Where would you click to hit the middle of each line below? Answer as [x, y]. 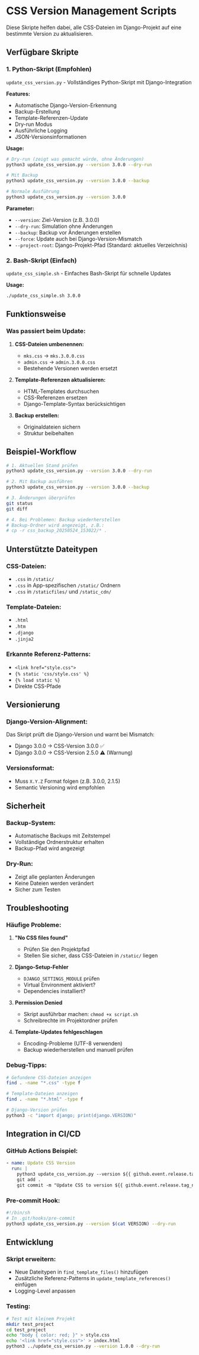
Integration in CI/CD [44, 1134]
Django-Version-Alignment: [47, 721]
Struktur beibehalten [49, 433]
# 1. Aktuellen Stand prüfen [42, 465]
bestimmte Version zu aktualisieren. [50, 33]
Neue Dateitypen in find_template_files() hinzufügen [81, 1272]
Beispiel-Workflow [41, 452]
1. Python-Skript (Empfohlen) [49, 69]
